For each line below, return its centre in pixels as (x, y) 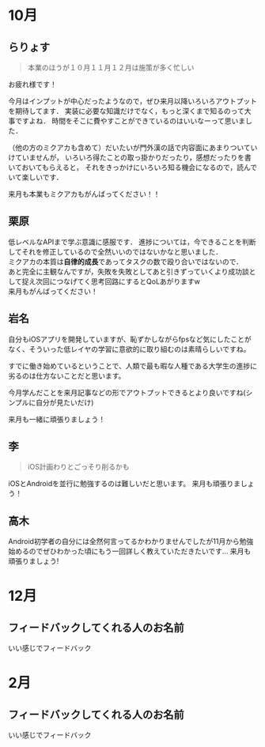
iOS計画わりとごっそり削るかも (78, 467)
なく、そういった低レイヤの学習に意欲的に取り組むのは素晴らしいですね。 (129, 349)
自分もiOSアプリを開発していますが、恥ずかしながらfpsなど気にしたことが (130, 339)
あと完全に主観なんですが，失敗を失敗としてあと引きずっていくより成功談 (129, 271)
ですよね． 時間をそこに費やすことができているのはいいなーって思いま (130, 121)
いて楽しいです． (36, 177)
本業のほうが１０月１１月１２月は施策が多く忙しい (111, 68)
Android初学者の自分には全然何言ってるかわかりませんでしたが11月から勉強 (131, 541)
